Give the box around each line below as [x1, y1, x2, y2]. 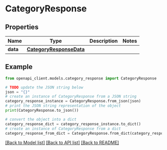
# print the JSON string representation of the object [5, 103, 121, 108]
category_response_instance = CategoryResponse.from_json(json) [5, 99, 141, 104]
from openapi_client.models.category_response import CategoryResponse [5, 75, 157, 81]
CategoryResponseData [26, 46, 85, 53]
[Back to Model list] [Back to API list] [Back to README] [5, 140, 119, 146]
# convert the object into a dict [5, 117, 77, 122]
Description [89, 38, 118, 44]
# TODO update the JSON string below [5, 85, 83, 90]
